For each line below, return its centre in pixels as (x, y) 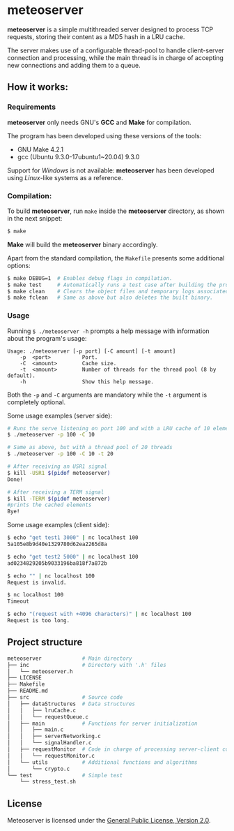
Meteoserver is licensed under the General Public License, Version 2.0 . (109, 821)
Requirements (32, 107)
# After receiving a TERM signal (56, 492)
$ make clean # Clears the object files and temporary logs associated (118, 291)
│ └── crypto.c (39, 769)
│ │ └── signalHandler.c (49, 743)
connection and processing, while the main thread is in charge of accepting (116, 57)
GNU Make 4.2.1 (40, 149)
